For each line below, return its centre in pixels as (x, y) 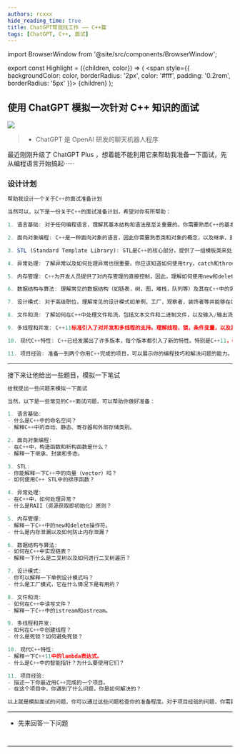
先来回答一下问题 (43, 723)
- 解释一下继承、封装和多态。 (45, 453)
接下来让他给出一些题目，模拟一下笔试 (64, 375)
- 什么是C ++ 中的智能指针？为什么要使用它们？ (66, 663)
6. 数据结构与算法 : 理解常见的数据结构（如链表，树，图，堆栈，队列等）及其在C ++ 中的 (119, 289)
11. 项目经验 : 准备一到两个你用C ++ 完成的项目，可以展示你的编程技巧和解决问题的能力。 (120, 353)
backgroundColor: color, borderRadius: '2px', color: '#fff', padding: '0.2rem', (119, 76)
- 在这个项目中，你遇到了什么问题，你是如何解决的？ (74, 689)
